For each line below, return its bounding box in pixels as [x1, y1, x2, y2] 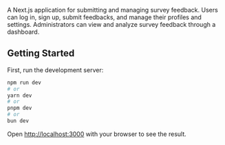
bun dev [7, 118, 30, 124]
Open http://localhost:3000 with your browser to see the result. [7, 130, 187, 138]
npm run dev [7, 79, 41, 86]
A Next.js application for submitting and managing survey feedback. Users [7, 6, 218, 14]
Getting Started [7, 47, 75, 59]
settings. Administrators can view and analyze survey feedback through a [7, 21, 216, 28]
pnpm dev [7, 104, 32, 112]
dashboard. [7, 27, 40, 36]
